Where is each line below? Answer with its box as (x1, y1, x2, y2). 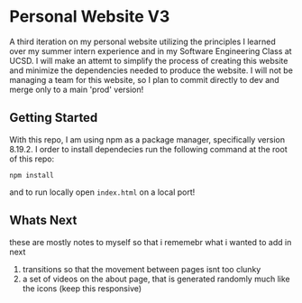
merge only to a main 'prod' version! (9, 84, 144, 95)
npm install (9, 170, 54, 179)
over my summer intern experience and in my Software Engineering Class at (9, 45, 292, 56)
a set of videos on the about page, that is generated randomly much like (22, 273, 290, 284)
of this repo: (9, 153, 55, 164)
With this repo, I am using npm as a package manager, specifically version (9, 133, 286, 145)
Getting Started (9, 110, 98, 125)
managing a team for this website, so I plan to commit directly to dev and (9, 74, 279, 85)
